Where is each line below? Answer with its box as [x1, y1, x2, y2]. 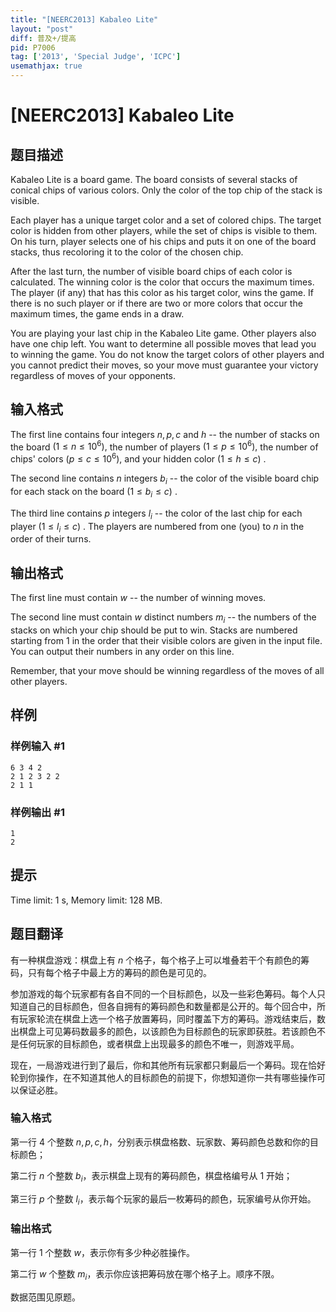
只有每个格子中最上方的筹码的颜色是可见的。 [27, 966, 212, 978]
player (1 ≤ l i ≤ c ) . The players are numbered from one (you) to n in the [10, 520, 305, 535]
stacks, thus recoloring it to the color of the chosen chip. [10, 246, 244, 258]
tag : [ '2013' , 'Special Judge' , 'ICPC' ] [10, 52, 182, 62]
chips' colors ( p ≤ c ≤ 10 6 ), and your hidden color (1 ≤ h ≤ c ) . [10, 451, 267, 465]
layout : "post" [10, 24, 74, 34]
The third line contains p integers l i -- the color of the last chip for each [10, 507, 303, 521]
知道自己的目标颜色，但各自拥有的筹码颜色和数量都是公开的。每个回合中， [10, 1000, 317, 1012]
